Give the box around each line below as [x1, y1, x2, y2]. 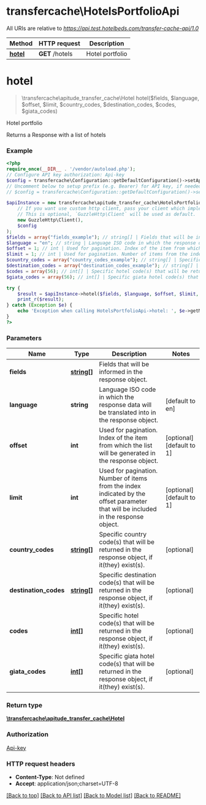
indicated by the [99, 489, 146, 498]
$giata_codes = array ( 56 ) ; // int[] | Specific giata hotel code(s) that [6, 274, 199, 280]
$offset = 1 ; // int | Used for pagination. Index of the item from [6, 245, 185, 252]
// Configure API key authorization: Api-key [6, 172, 124, 178]
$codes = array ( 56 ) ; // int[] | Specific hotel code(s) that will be [6, 268, 188, 274]
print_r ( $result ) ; [17, 296, 64, 303]
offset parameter [99, 497, 148, 506]
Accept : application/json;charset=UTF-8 [15, 780, 118, 787]
